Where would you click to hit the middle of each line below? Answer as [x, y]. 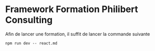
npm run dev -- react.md [31, 43]
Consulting [29, 20]
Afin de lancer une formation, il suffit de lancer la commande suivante [78, 34]
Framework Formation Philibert [72, 9]
